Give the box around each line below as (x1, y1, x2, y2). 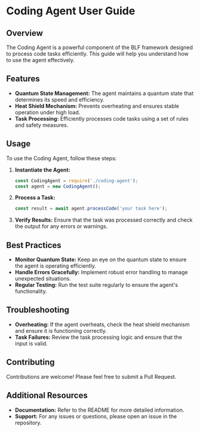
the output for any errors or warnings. (14, 223, 108, 230)
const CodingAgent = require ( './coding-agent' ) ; (14, 177, 139, 183)
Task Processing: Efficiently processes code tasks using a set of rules (14, 115, 189, 122)
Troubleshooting (6, 305, 70, 315)
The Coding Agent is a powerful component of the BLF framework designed (6, 44, 193, 51)
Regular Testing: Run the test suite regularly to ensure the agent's (14, 281, 178, 289)
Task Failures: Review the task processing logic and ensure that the (14, 333, 182, 341)
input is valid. (14, 339, 48, 347)
